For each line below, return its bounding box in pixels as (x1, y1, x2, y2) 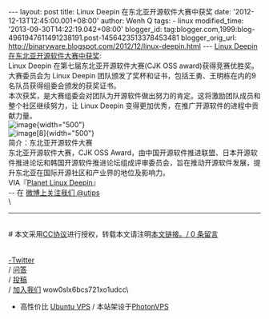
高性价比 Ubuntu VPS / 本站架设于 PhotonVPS (19, 302, 170, 311)
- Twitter (8, 255, 34, 265)
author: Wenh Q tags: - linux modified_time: (100, 16, 244, 26)
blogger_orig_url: (181, 33, 237, 42)
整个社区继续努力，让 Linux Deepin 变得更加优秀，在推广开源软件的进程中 (8, 101, 252, 110)
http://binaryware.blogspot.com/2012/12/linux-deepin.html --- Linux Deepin (8, 42, 258, 50)
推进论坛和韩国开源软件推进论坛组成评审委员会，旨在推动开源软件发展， (14, 158, 254, 167)
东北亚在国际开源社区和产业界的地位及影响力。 (14, 168, 170, 177)
